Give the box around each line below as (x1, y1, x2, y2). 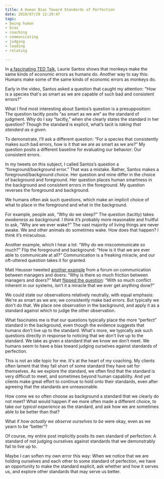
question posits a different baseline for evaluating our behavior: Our (5, 146, 142, 152)
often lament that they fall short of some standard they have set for (5, 363, 141, 369)
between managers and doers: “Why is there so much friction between (5, 272, 148, 278)
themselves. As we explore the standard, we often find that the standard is (5, 368, 155, 374)
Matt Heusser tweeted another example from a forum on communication (5, 266, 151, 272)
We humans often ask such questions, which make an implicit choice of (5, 196, 149, 202)
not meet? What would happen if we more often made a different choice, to (5, 398, 157, 404)
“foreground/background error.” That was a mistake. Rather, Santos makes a (5, 166, 159, 172)
